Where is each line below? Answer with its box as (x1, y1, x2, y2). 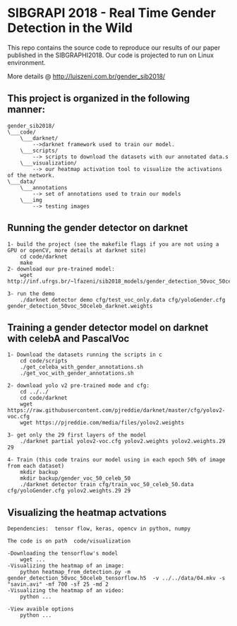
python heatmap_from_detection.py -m (20, 569, 131, 576)
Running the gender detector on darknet (7, 222, 188, 234)
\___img (20, 196, 42, 203)
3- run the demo (7, 290, 55, 297)
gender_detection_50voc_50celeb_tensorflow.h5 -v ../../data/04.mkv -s (7, 574, 226, 582)
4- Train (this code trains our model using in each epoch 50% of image (7, 456, 226, 463)
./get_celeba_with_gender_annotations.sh (20, 364, 143, 371)
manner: (7, 104, 46, 116)
